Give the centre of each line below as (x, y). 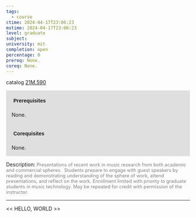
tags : (13, 11)
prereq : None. (23, 60)
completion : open (27, 50)
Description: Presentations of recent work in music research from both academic (96, 165)
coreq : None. (22, 66)
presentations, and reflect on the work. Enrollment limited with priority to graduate (96, 181)
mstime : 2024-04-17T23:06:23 (41, 28)
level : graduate (26, 33)
